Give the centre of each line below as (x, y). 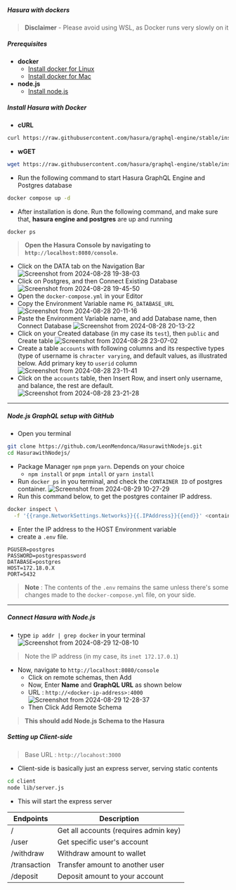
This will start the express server (65, 801)
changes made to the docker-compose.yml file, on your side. (110, 595)
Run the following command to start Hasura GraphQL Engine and (111, 178)
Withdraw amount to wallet (101, 853)
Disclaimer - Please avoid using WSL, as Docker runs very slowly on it (126, 27)
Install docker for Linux (61, 69)
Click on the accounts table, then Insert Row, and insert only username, (120, 378)
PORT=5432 (22, 574)
